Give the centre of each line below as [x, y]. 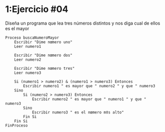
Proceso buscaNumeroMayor [32, 38]
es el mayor [17, 28]
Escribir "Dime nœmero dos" [43, 55]
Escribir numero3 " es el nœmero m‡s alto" [78, 112]
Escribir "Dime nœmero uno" [43, 42]
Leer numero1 [28, 46]
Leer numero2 [28, 59]
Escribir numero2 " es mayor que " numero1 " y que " [89, 99]
